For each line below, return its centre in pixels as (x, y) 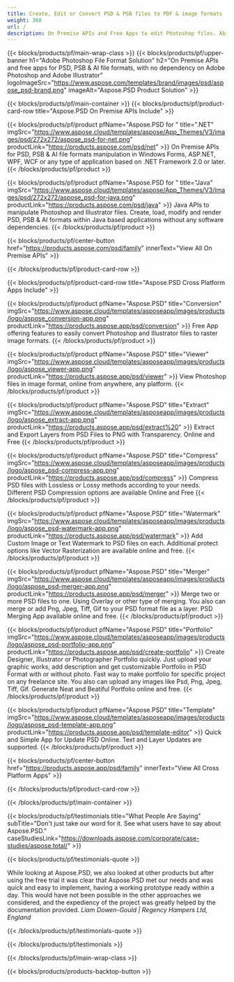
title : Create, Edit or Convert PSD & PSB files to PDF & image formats (115, 14)
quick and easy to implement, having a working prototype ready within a (111, 888)
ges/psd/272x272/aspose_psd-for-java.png (70, 198)
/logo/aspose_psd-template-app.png (60, 725)
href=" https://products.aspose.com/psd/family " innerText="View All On (110, 248)
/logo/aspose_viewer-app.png (50, 369)
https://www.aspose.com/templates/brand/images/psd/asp (139, 83)
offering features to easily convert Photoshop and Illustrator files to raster (112, 333)
